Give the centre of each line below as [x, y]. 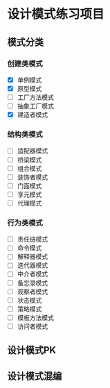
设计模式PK [32, 350]
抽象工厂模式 [35, 106]
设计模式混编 [35, 376]
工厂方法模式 [35, 97]
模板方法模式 [35, 317]
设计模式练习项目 [56, 14]
